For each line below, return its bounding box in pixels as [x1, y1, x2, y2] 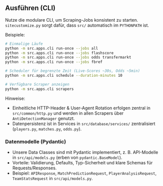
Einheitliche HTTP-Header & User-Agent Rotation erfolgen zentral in [12, 105, 151, 111]
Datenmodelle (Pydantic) [5, 138, 66, 145]
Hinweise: [5, 95, 26, 101]
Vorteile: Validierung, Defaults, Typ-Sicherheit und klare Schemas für [12, 159, 153, 165]
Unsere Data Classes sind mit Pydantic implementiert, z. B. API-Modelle [12, 149, 159, 155]
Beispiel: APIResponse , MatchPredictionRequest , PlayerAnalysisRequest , [12, 170, 157, 176]
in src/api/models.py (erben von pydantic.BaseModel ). [12, 155, 122, 160]
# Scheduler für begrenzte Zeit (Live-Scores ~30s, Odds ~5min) [5, 68, 140, 73]
